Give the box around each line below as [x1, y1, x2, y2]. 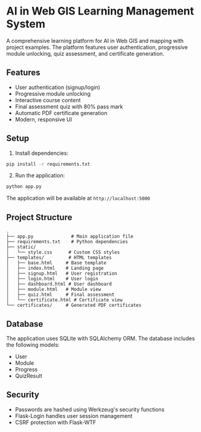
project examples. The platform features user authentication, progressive [6, 44, 188, 51]
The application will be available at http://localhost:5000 [6, 195, 150, 202]
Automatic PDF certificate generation [14, 109, 107, 116]
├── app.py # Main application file [6, 234, 134, 240]
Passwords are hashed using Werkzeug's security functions [14, 405, 165, 413]
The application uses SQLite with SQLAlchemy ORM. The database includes [6, 335, 195, 342]
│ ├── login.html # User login [6, 276, 98, 282]
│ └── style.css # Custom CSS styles [6, 249, 120, 255]
